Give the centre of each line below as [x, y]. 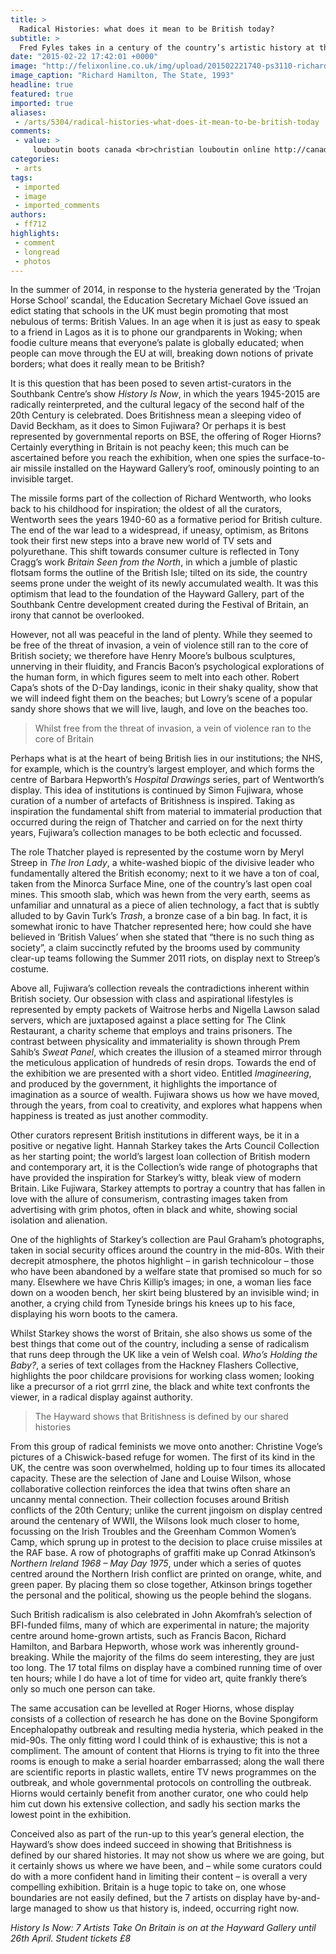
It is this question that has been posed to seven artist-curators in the [151, 383]
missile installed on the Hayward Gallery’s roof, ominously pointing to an [171, 468]
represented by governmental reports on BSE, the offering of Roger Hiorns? [166, 437]
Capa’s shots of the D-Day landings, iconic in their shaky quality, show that [164, 688]
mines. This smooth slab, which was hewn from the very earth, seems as [160, 895]
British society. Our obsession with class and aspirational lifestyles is [152, 999]
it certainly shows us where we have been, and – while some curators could [166, 1866]
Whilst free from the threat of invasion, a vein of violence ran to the [173, 728]
